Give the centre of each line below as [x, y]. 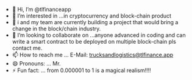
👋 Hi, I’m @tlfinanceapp [41, 9]
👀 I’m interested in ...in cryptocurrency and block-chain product [92, 16]
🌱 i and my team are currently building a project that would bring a [95, 22]
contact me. [27, 48]
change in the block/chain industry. [56, 28]
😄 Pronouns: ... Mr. [36, 63]
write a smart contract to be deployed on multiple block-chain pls [94, 42]
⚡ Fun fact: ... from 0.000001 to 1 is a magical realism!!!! [81, 70]
